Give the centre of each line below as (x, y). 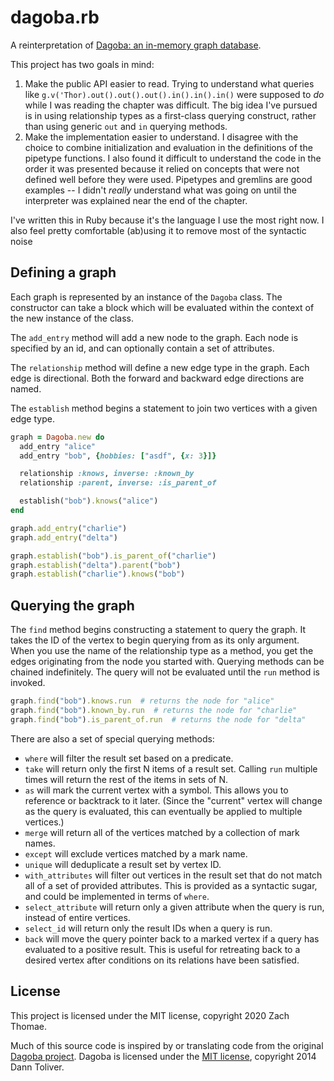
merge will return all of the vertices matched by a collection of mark (162, 832)
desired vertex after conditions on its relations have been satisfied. (162, 960)
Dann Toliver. (37, 1067)
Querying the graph (72, 605)
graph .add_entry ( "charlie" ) (69, 528)
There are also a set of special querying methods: (112, 738)
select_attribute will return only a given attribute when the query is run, (174, 907)
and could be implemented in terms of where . (117, 896)
